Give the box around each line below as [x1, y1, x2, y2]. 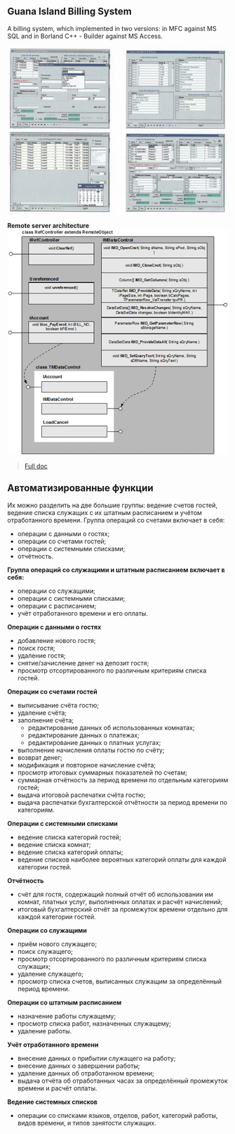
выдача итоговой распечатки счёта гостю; [17, 791, 146, 799]
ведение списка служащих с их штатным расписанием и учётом [7, 508, 202, 516]
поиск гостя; [17, 644, 55, 652]
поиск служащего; [17, 947, 74, 955]
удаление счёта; [17, 708, 67, 717]
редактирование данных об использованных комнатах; [27, 723, 195, 732]
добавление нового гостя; [17, 636, 96, 644]
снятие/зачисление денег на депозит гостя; [17, 658, 149, 667]
